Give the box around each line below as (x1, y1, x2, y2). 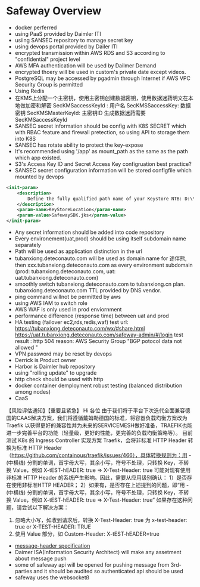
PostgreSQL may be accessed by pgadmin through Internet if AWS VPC (14, 75, 191, 82)
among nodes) (14, 388, 51, 396)
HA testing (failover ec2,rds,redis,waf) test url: (14, 319, 129, 326)
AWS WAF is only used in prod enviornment (14, 306, 122, 313)
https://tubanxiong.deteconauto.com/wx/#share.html (14, 325, 145, 332)
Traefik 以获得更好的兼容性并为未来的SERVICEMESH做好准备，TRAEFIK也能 (6, 422, 192, 429)
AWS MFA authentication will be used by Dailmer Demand (14, 61, 157, 69)
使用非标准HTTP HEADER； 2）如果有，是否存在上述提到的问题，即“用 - (11, 481, 189, 489)
